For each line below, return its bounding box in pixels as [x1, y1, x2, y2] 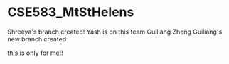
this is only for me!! [7, 49, 64, 57]
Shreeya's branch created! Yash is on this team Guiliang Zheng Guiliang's [7, 27, 223, 36]
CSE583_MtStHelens [7, 4, 134, 20]
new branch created [7, 34, 67, 43]
